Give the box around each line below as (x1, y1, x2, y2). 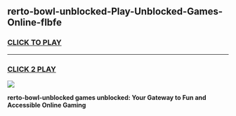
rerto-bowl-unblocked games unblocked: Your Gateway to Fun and (7, 93, 206, 101)
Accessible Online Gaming (7, 101, 86, 109)
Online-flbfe (7, 17, 62, 29)
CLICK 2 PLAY (7, 64, 56, 74)
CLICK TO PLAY (7, 38, 62, 48)
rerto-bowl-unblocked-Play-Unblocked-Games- (7, 6, 223, 18)
